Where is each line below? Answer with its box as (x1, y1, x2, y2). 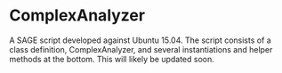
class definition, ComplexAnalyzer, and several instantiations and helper (9, 44, 273, 54)
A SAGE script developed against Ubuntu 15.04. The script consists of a (9, 35, 271, 45)
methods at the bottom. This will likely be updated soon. (9, 53, 215, 64)
